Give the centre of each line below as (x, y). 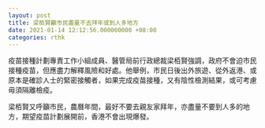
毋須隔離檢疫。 (32, 90)
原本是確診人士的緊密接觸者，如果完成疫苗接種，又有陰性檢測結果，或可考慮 (132, 80)
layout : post (30, 15)
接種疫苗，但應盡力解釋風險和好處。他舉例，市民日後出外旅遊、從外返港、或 (132, 71)
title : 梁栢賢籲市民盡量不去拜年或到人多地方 (74, 23)
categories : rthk (37, 37)
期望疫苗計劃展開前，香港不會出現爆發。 (88, 117)
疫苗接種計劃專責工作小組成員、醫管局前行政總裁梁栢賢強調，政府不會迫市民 (132, 60)
